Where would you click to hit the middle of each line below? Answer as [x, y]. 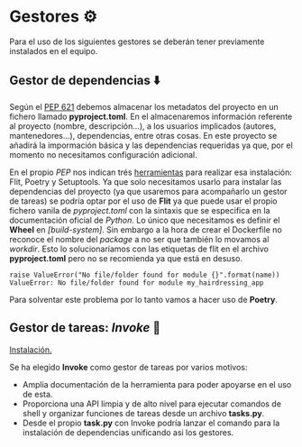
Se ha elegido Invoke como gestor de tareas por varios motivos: [128, 367]
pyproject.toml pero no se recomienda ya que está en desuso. [126, 258]
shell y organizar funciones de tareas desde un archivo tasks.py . [143, 413]
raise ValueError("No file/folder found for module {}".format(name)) [145, 275]
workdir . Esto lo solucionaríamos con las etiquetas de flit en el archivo [139, 249]
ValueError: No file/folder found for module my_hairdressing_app [137, 283]
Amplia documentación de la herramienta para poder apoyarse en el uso [157, 384]
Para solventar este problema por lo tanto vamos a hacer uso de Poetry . [143, 299]
